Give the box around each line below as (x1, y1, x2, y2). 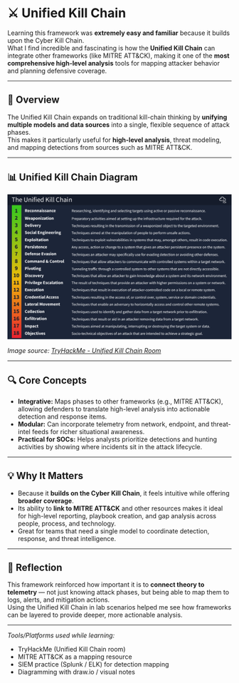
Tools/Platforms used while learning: (7, 631, 115, 640)
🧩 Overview (7, 94, 60, 106)
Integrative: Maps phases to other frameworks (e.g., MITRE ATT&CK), (17, 397, 223, 406)
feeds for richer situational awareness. (31, 427, 145, 436)
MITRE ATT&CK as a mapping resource (17, 652, 133, 661)
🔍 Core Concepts (7, 374, 87, 386)
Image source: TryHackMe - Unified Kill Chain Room (7, 346, 161, 354)
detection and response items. (17, 412, 107, 421)
